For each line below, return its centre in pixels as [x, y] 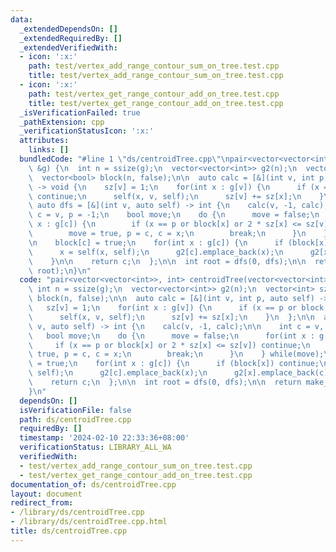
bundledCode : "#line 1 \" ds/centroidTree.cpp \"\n [124, 159]
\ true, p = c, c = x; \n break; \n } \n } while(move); [176, 354]
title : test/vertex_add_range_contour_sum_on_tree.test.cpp [156, 76]
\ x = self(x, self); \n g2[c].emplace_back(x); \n [156, 252]
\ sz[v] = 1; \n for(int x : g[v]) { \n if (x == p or [163, 308]
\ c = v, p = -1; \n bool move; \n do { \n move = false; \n [174, 215]
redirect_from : [42, 503]
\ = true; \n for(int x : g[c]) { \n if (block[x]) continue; [174, 364]
